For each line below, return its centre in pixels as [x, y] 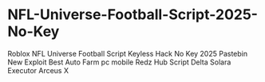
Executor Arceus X [38, 70]
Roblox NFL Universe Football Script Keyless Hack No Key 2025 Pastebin [128, 53]
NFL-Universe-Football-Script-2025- [133, 15]
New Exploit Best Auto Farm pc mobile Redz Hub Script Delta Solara [119, 62]
